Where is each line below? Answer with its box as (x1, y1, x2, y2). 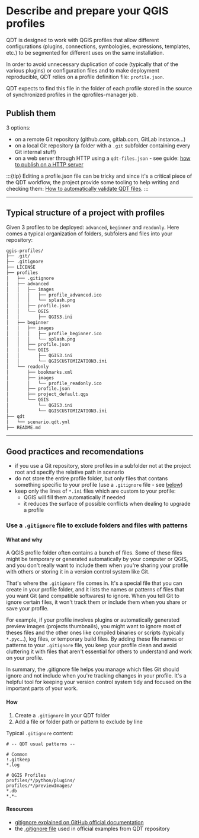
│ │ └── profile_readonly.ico (6, 380, 102, 386)
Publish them (6, 108, 56, 118)
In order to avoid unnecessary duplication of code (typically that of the (6, 61, 179, 68)
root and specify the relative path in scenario (14, 468, 124, 476)
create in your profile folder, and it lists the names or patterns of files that (6, 586, 185, 593)
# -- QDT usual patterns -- (6, 741, 76, 747)
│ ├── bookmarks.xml (6, 369, 73, 375)
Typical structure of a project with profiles (6, 208, 165, 218)
